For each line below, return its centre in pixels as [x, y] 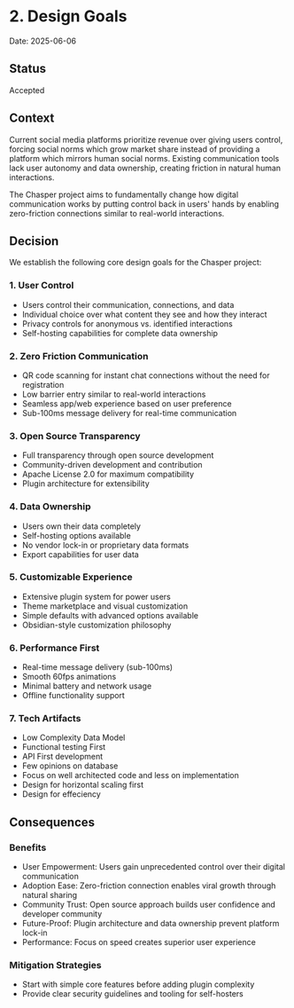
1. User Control [42, 286]
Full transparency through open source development [118, 455]
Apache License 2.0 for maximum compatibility [108, 474]
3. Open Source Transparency [75, 436]
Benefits [28, 847]
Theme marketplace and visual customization [105, 606]
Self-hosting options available [76, 535]
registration [43, 384]
